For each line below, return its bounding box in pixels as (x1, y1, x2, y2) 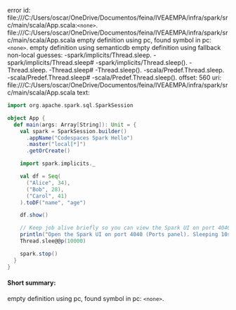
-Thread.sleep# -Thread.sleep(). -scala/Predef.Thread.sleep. (48, 66, 225, 74)
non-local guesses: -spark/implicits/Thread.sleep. (7, 51, 152, 59)
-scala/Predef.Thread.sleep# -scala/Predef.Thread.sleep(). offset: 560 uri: (7, 73, 222, 82)
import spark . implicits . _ (20, 160, 96, 168)
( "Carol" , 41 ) (25, 192, 68, 199)
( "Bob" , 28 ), (25, 186, 65, 193)
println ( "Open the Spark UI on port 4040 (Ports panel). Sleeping (20, 231, 218, 238)
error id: (7, 6, 31, 14)
